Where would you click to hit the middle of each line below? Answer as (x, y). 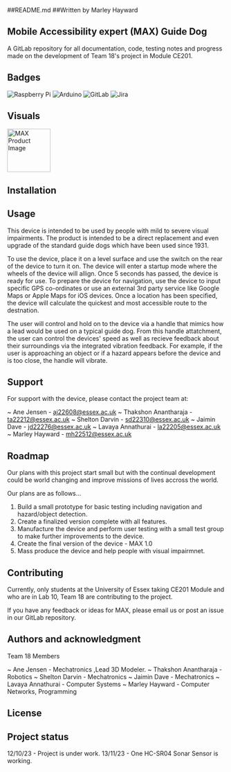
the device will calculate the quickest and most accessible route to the (107, 303)
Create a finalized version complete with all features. (92, 521)
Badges (24, 78)
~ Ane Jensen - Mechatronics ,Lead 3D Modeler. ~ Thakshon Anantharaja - (115, 669)
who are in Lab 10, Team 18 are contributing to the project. (90, 597)
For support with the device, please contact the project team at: (98, 399)
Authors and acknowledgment (74, 639)
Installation (32, 190)
